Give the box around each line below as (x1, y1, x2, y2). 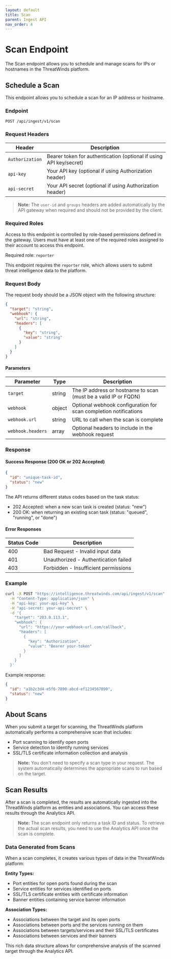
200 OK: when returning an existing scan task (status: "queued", (12, 509, 148, 515)
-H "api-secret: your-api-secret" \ (10, 606, 88, 611)
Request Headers (5, 131, 49, 138)
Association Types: (5, 906, 47, 913)
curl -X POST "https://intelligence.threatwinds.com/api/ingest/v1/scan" (5, 591, 165, 596)
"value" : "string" (23, 335, 63, 340)
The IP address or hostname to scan (72, 387, 159, 394)
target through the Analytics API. (5, 948, 74, 954)
